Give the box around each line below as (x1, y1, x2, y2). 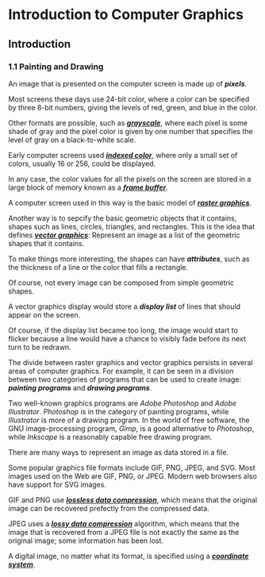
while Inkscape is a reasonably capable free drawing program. (8, 432, 213, 441)
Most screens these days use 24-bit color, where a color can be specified (8, 94, 250, 104)
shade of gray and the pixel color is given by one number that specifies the (8, 126, 253, 136)
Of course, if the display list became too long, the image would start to (8, 325, 238, 335)
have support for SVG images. (8, 479, 107, 489)
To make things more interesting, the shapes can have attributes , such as (8, 254, 250, 263)
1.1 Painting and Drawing (8, 61, 104, 72)
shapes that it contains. (8, 238, 85, 248)
